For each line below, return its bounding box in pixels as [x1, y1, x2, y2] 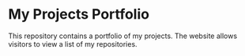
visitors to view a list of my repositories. [8, 39, 138, 48]
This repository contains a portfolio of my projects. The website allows [8, 31, 238, 40]
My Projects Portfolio [8, 5, 150, 23]
